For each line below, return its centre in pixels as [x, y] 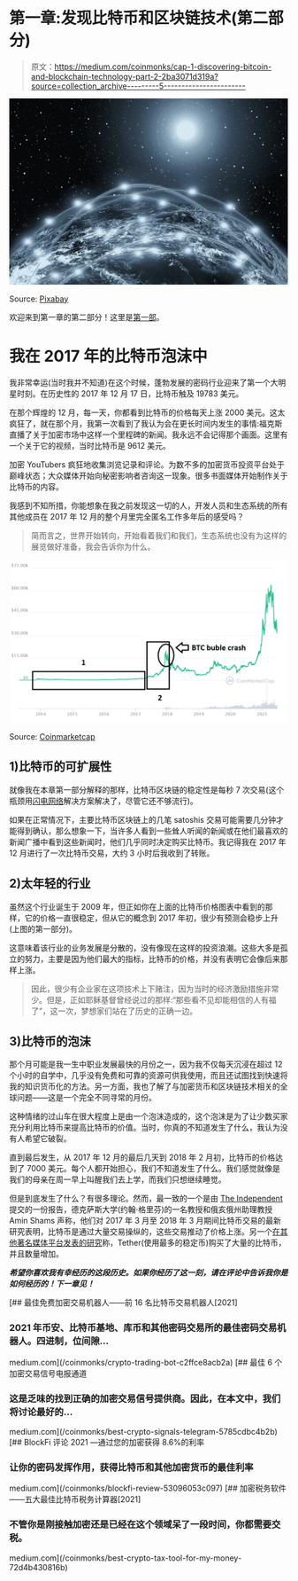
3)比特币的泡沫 [50, 1041]
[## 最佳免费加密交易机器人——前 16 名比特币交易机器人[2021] [123, 1303]
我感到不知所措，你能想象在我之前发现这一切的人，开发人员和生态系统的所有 [149, 505]
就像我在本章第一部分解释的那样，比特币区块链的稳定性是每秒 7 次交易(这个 [147, 789]
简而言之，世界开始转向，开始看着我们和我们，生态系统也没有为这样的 [159, 535]
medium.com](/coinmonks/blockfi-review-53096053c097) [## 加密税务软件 [148, 1488]
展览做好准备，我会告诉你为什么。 [93, 546]
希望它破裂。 [48, 1139]
